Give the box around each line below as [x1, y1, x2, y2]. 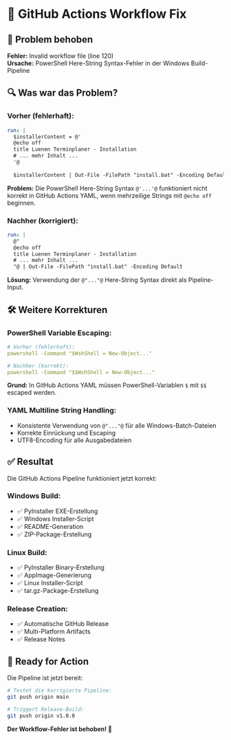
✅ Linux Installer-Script [16, 579, 83, 587]
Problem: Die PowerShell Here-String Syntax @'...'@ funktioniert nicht [7, 184, 208, 192]
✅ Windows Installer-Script [16, 514, 94, 523]
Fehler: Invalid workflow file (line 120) [7, 52, 114, 60]
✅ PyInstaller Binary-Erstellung [16, 563, 105, 572]
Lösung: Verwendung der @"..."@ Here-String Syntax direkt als [7, 276, 187, 284]
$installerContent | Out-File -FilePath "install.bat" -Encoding [13, 171, 205, 178]
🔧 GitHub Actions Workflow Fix [7, 6, 187, 22]
